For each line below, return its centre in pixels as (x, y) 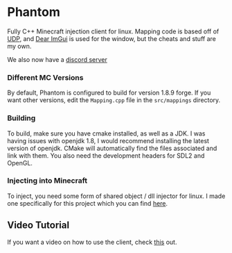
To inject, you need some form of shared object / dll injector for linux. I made (116, 196)
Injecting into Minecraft (47, 181)
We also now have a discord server (57, 59)
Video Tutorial (38, 226)
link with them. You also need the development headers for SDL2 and (106, 155)
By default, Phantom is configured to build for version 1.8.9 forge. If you (109, 93)
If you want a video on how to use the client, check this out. (92, 242)
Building (21, 118)
